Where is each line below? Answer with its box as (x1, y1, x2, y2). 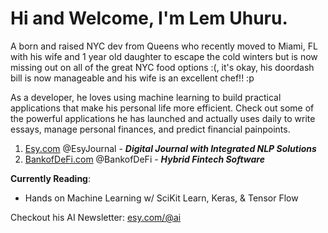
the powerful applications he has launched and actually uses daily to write (10, 112, 316, 124)
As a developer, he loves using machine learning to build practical (10, 91, 282, 103)
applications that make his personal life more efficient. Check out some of (10, 102, 315, 114)
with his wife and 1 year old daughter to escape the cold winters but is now (10, 50, 318, 62)
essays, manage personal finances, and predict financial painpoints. (10, 123, 291, 135)
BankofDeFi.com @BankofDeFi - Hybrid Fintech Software (24, 153, 265, 165)
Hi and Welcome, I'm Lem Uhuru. (10, 7, 288, 30)
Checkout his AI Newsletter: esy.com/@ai (10, 211, 182, 223)
